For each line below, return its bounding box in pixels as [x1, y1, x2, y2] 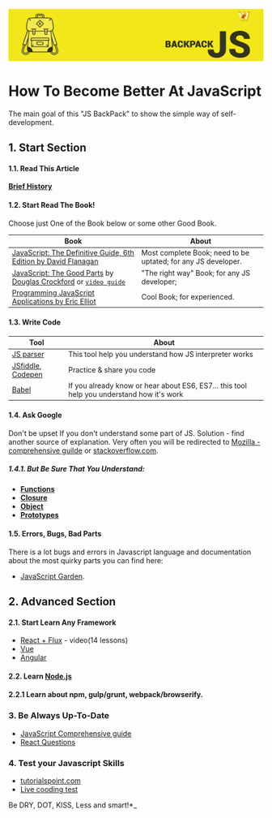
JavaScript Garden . [19, 571, 85, 581]
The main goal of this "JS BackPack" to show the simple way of [8, 109, 219, 118]
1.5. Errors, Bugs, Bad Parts [8, 529, 102, 539]
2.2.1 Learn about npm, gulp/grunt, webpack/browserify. [8, 690, 204, 700]
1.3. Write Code [8, 317, 62, 327]
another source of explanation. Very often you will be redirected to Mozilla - [8, 437, 261, 446]
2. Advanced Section [8, 595, 116, 609]
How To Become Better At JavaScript [8, 82, 261, 101]
